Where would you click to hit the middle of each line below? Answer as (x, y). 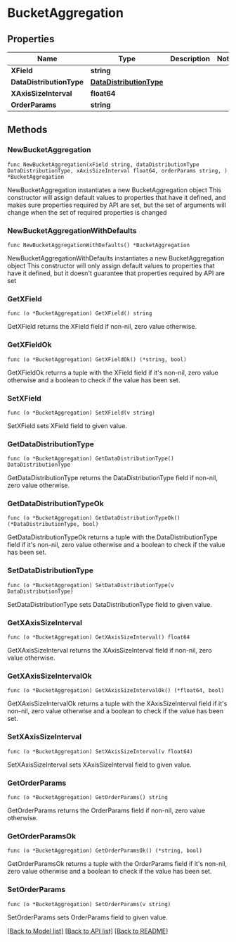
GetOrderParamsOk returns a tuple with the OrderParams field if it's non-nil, (117, 864)
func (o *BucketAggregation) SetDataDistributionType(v (91, 585)
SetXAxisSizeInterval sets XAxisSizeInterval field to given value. (99, 765)
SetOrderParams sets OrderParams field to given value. (87, 917)
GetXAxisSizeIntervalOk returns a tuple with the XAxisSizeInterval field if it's (117, 704)
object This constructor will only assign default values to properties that (111, 265)
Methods (27, 130)
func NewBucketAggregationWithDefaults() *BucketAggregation (99, 245)
